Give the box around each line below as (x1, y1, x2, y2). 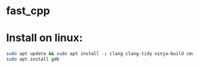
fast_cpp (6, 4, 50, 18)
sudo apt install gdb (6, 56, 60, 62)
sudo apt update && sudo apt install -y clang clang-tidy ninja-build (6, 51, 184, 57)
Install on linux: (6, 31, 83, 45)
